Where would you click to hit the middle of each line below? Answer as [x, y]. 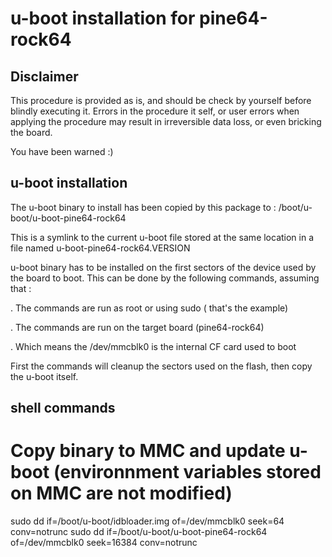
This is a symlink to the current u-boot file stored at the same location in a [162, 237]
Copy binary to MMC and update [148, 451]
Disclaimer [44, 76]
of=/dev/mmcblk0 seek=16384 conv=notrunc [104, 543]
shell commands [63, 408]
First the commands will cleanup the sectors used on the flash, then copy [161, 366]
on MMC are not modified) [121, 493]
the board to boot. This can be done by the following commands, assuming [165, 278]
